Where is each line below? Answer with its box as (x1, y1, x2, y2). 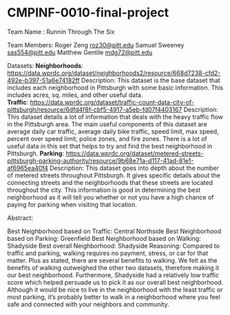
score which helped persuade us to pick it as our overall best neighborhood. (7, 278, 224, 286)
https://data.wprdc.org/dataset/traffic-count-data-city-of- (30, 98, 195, 106)
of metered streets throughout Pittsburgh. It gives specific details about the (7, 171, 221, 180)
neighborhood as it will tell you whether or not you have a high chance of (7, 193, 215, 201)
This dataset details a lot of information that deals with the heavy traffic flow (7, 112, 224, 121)
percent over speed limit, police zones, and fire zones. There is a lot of (7, 134, 208, 142)
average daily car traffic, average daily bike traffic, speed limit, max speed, (7, 127, 219, 135)
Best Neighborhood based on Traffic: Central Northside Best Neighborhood (7, 227, 222, 235)
